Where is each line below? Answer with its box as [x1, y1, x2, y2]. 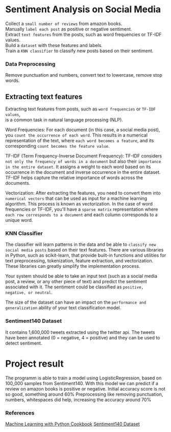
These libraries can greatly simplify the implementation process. [5, 263, 140, 269]
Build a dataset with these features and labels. [5, 42, 103, 48]
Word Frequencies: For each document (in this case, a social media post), [5, 127, 160, 133]
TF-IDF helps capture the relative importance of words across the [5, 175, 143, 181]
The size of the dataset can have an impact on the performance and [5, 299, 146, 305]
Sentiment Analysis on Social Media [5, 4, 161, 15]
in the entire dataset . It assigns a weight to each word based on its [5, 164, 151, 170]
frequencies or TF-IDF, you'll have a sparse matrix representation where [5, 206, 158, 213]
